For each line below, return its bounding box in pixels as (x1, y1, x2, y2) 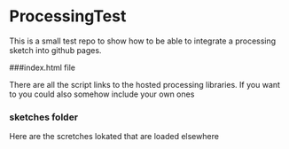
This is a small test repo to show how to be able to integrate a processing (9, 35, 277, 46)
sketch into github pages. (9, 44, 102, 55)
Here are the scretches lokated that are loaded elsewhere (9, 131, 220, 142)
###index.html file (9, 62, 75, 73)
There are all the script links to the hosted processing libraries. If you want (9, 79, 281, 90)
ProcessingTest (9, 6, 127, 27)
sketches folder (9, 111, 78, 123)
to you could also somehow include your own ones (9, 89, 195, 99)
